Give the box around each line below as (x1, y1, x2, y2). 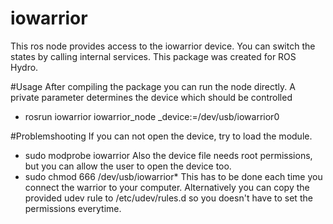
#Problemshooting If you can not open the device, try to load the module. (10, 130, 313, 142)
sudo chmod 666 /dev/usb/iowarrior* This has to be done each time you (24, 170, 323, 182)
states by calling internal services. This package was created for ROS (10, 50, 297, 62)
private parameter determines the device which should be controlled (10, 91, 293, 103)
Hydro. (10, 61, 39, 73)
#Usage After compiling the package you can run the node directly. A (10, 80, 296, 92)
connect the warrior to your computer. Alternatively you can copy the (24, 181, 310, 193)
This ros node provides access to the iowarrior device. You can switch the (10, 40, 316, 52)
